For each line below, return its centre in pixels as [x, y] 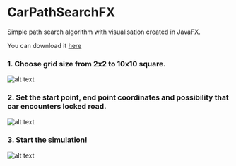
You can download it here [45, 45]
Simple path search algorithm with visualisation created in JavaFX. [104, 32]
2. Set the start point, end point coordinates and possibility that [118, 97]
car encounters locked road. [57, 107]
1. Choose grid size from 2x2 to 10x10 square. [87, 64]
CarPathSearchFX [61, 12]
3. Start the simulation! [47, 140]
